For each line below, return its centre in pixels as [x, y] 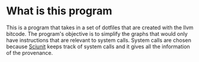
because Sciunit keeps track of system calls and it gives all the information [98, 46]
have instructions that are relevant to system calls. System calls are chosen [99, 40]
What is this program [59, 11]
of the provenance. [30, 52]
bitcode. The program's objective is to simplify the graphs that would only [97, 33]
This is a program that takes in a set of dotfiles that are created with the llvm [100, 27]
